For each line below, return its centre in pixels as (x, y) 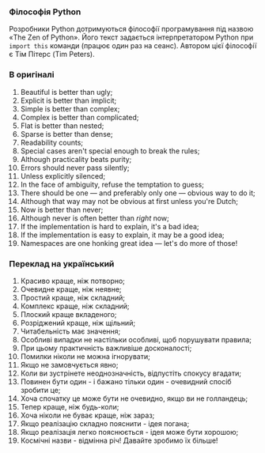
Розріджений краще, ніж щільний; (78, 323)
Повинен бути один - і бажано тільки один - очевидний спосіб (126, 381)
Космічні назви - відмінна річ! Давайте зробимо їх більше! (119, 440)
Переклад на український (62, 263)
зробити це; (40, 390)
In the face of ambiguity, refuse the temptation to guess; (112, 184)
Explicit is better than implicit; (68, 100)
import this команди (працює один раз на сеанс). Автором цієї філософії (133, 46)
